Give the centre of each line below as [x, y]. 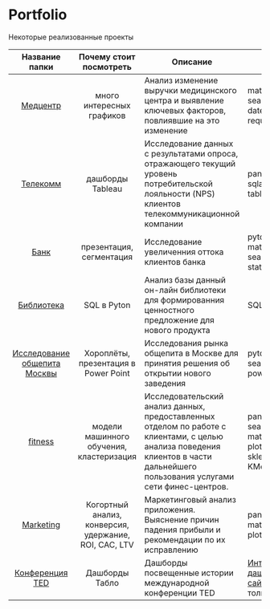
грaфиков [107, 116]
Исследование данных [189, 144]
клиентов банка [175, 262]
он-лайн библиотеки [185, 290]
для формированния [184, 300]
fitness [41, 441]
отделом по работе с [185, 426]
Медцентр [41, 105]
